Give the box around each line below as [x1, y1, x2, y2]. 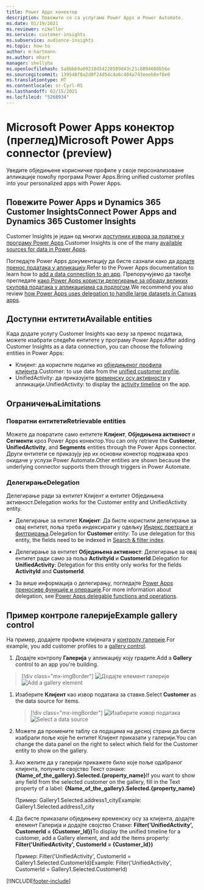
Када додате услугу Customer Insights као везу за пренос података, [6, 330, 184, 338]
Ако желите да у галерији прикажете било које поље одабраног [15, 759, 183, 766]
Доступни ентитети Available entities [6, 314, 152, 324]
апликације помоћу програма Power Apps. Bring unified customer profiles [6, 173, 195, 180]
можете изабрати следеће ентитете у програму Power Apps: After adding [6, 336, 196, 344]
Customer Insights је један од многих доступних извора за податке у [6, 233, 185, 240]
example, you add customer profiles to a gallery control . [6, 642, 147, 650]
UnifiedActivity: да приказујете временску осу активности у [15, 374, 171, 382]
